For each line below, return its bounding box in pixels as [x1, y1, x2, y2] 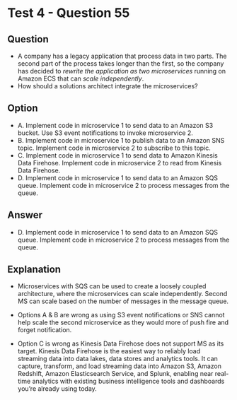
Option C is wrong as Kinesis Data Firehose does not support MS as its [17, 339, 224, 348]
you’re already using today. [17, 384, 97, 393]
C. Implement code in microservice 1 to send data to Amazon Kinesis [17, 151, 218, 160]
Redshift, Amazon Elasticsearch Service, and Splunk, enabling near [17, 370, 214, 378]
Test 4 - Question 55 [7, 5, 130, 21]
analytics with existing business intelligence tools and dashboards [32, 377, 225, 386]
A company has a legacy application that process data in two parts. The [17, 52, 227, 60]
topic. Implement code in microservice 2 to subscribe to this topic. [17, 143, 211, 152]
